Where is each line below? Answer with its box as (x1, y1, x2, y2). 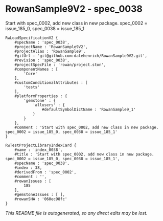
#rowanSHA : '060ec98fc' (14, 196, 67, 202)
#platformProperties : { (14, 93, 67, 99)
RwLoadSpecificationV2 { (5, 35, 58, 40)
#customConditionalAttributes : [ (14, 80, 88, 85)
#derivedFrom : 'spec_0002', (14, 169, 77, 174)
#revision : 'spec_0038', (14, 57, 70, 63)
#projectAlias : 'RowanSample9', (14, 49, 86, 54)
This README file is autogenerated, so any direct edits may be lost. (5, 210, 148, 216)
